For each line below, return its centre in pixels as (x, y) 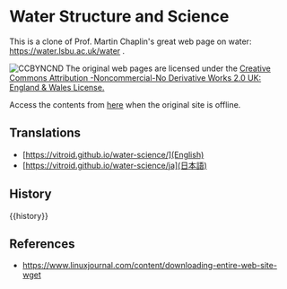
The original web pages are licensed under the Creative (168, 68)
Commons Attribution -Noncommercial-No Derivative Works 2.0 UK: (135, 77)
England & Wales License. (57, 87)
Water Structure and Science (119, 17)
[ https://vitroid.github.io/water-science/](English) (113, 154)
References (42, 244)
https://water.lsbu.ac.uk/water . (67, 50)
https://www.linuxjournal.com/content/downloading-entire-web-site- (150, 266)
